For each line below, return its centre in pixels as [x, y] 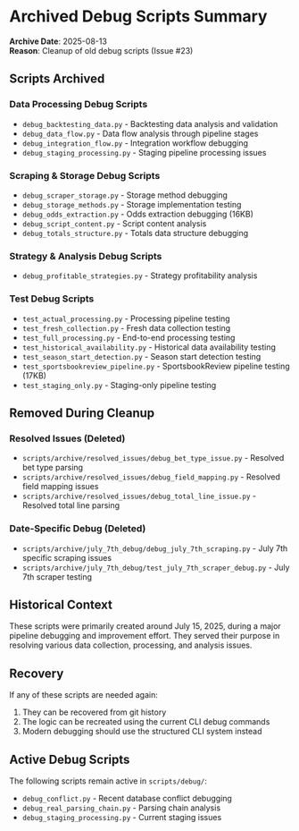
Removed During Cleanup [82, 413]
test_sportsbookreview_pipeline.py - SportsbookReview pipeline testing [156, 366]
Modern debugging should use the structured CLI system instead [142, 732]
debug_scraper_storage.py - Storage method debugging [125, 195]
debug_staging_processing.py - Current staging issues [122, 817]
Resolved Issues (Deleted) [67, 438]
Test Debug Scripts [52, 299]
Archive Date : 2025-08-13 [58, 41]
